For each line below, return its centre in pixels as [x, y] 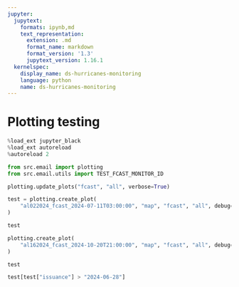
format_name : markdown [60, 47]
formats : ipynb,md [47, 27]
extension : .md [49, 41]
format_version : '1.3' [60, 54]
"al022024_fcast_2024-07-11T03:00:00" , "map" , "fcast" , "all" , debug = [127, 206]
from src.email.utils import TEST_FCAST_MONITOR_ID [85, 174]
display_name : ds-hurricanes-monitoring [81, 73]
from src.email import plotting [55, 167]
